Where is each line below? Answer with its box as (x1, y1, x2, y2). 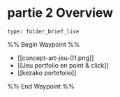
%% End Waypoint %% (7, 82, 75, 90)
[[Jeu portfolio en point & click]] (17, 61, 110, 69)
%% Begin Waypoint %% (7, 40, 80, 48)
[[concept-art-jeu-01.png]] (17, 54, 94, 62)
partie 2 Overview (7, 5, 114, 21)
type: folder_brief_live (7, 28, 80, 35)
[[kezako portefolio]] (17, 68, 77, 77)
